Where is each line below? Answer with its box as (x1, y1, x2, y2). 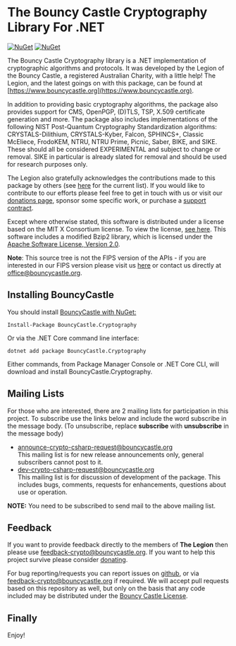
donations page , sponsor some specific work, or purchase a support (7, 196, 206, 205)
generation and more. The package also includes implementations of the (7, 114, 218, 124)
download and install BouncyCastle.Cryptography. (7, 367, 153, 376)
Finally (7, 612, 37, 624)
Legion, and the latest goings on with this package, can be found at (7, 78, 203, 87)
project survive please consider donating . (7, 556, 128, 564)
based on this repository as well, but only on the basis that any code (7, 584, 206, 593)
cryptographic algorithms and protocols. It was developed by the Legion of (7, 64, 225, 72)
